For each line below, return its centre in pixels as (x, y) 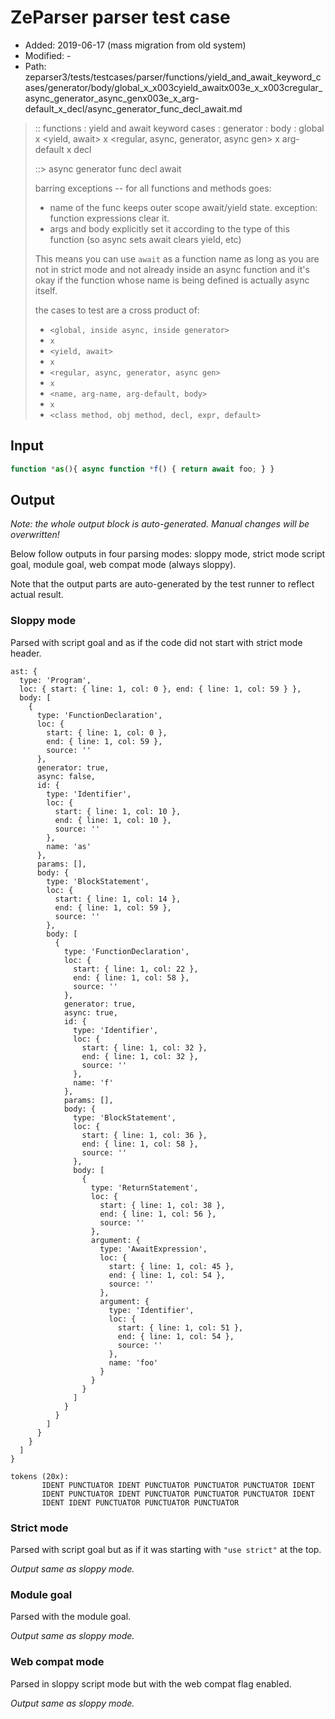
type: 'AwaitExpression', (153, 1249)
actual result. (37, 595)
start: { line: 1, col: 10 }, (118, 811)
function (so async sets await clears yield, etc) (145, 239)
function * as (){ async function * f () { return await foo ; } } (142, 469)
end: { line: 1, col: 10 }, (113, 820)
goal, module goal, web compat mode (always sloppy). (123, 565)
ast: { (24, 671)
